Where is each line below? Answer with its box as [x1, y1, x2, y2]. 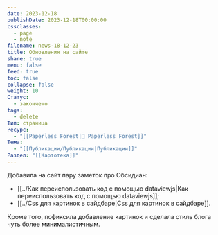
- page [13, 29, 33, 37]
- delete [13, 113, 39, 120]
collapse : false [7, 81, 54, 88]
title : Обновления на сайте [7, 49, 89, 56]
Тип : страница [7, 119, 48, 127]
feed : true [7, 68, 39, 75]
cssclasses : [7, 23, 42, 30]
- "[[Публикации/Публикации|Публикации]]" [13, 146, 138, 153]
